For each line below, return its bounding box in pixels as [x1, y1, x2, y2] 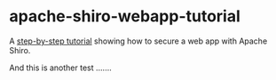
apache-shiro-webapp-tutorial [9, 6, 241, 27]
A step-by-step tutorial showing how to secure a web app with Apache [9, 36, 268, 46]
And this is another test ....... [9, 62, 113, 73]
